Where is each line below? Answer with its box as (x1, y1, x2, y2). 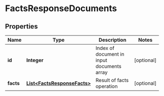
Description (98, 37, 127, 43)
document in (95, 51, 124, 57)
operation (95, 83, 118, 90)
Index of (95, 45, 115, 51)
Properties (5, 22, 38, 31)
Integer (26, 57, 44, 64)
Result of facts (95, 77, 129, 83)
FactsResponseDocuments (5, 3, 117, 14)
